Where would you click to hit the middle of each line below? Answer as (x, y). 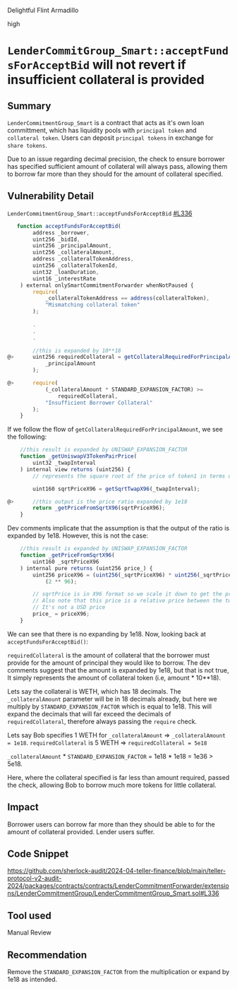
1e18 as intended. (32, 979)
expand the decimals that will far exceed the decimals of (89, 713)
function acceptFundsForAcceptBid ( (69, 226)
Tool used (29, 915)
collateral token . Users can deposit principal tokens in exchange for (110, 138)
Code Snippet (38, 854)
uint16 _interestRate (65, 278)
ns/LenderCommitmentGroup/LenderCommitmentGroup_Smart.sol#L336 (114, 894)
